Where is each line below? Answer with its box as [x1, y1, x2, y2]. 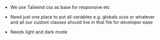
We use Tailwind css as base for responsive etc [10, 4, 111, 10]
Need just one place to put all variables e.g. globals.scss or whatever [10, 14, 155, 19]
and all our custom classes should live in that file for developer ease [10, 19, 153, 25]
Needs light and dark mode [10, 29, 68, 34]
